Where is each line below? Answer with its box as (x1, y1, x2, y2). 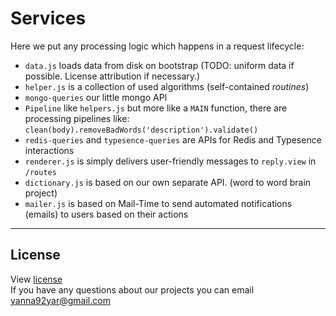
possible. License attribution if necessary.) (24, 70, 201, 82)
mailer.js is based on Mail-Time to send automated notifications (24, 197, 293, 209)
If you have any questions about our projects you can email (10, 283, 255, 296)
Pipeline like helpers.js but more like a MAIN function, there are (24, 102, 288, 114)
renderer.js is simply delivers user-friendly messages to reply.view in (24, 155, 317, 167)
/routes (24, 167, 57, 177)
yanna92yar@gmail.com (10, 294, 111, 306)
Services (10, 7, 87, 30)
